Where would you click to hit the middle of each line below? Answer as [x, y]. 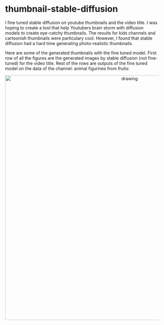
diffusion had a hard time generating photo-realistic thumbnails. [69, 43]
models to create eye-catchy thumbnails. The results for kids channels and [80, 33]
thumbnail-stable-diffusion [61, 9]
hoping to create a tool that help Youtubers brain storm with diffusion [74, 27]
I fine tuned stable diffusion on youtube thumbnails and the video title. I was [81, 23]
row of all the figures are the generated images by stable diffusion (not [76, 58]
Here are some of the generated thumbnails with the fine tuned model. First [81, 53]
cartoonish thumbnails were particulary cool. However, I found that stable [79, 38]
